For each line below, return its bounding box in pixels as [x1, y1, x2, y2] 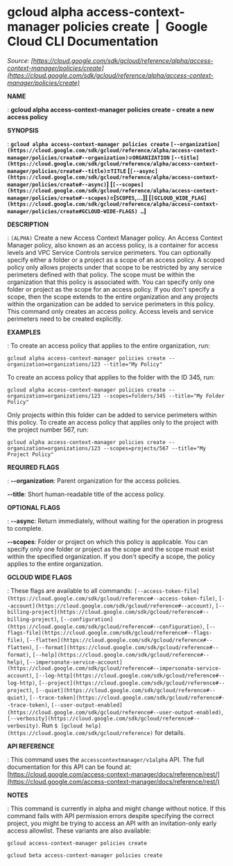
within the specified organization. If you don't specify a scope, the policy [7, 552, 215, 560]
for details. [155, 728, 186, 736]
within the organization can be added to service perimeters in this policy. [7, 299, 215, 308]
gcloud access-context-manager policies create [7, 840, 148, 847]
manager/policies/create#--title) [7, 168, 107, 175]
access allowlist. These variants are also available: [7, 826, 151, 835]
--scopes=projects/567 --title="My [103, 445, 207, 452]
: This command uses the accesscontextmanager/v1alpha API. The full [7, 755, 205, 763]
